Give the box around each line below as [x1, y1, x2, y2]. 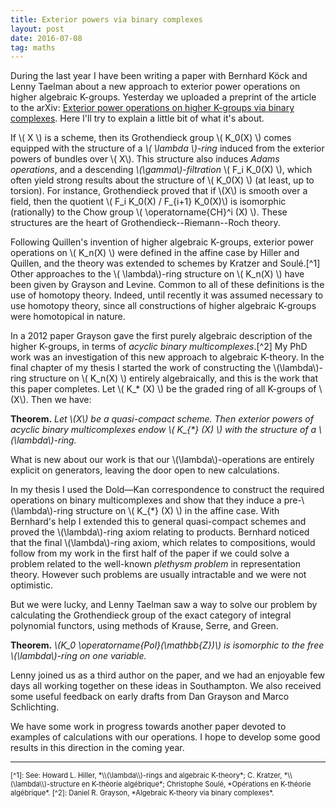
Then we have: [30, 394, 92, 406]
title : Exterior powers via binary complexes [10, 14, 203, 25]
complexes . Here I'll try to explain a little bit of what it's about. [10, 112, 265, 125]
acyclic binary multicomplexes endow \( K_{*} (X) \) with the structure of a [10, 424, 317, 436]
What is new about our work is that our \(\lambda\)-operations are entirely [10, 454, 315, 466]
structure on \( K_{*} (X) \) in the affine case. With [75, 505, 280, 517]
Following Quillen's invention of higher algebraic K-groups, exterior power [10, 236, 314, 248]
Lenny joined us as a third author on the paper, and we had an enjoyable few [10, 669, 326, 681]
